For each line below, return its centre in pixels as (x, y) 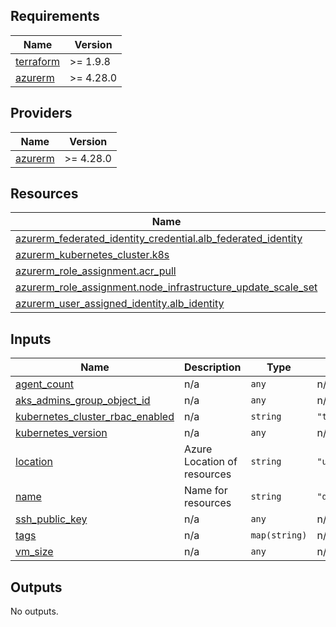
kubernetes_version (61, 433)
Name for (205, 491)
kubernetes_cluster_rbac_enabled (95, 417)
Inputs (31, 339)
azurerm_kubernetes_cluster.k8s (92, 255)
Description (212, 367)
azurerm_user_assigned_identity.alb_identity (120, 304)
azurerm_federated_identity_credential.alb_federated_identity (159, 239)
